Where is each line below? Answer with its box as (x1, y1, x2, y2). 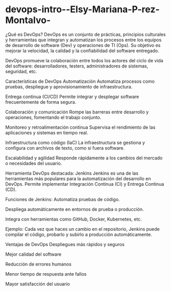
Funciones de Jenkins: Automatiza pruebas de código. (5, 196, 120, 202)
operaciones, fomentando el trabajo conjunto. (5, 114, 102, 120)
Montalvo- (5, 14, 51, 26)
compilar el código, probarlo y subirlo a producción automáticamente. (5, 231, 152, 237)
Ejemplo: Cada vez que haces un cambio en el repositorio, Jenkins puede (5, 226, 160, 232)
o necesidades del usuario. (5, 160, 62, 166)
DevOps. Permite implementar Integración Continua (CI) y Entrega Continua (5, 181, 164, 187)
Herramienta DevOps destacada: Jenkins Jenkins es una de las (5, 170, 139, 176)
